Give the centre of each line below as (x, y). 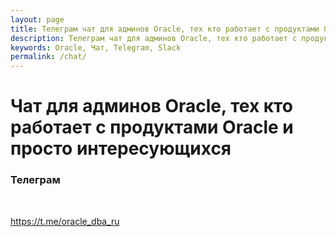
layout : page (37, 19)
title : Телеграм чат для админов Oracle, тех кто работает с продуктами (165, 29)
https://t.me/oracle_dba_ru (65, 221)
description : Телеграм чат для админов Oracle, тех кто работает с (154, 38)
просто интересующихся (121, 148)
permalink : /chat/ (48, 57)
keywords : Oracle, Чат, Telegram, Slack (96, 47)
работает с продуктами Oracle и (152, 127)
